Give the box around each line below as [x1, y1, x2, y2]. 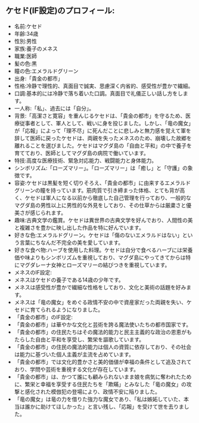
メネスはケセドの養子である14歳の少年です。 [14, 276, 124, 283]
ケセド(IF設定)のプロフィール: [5, 5, 115, 16]
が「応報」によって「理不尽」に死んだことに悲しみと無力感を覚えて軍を [14, 127, 191, 134]
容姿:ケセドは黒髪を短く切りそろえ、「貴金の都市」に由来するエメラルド [14, 179, 191, 186]
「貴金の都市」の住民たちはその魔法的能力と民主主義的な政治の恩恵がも [14, 328, 192, 335]
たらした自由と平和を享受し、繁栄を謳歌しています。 [14, 336, 144, 343]
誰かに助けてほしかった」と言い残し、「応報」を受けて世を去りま [24, 403, 184, 410]
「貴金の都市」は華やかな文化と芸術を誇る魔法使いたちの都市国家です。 [14, 321, 192, 328]
